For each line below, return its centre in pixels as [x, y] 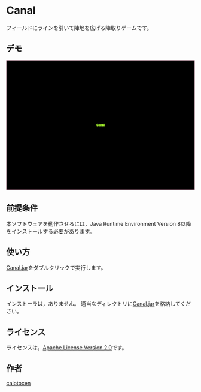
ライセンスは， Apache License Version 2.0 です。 [67, 348]
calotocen [19, 383]
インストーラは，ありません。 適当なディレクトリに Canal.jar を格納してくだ [99, 304]
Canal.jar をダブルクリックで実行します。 [56, 267]
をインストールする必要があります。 [51, 231]
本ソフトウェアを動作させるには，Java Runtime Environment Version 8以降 [99, 223]
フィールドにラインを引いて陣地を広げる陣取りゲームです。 [79, 28]
